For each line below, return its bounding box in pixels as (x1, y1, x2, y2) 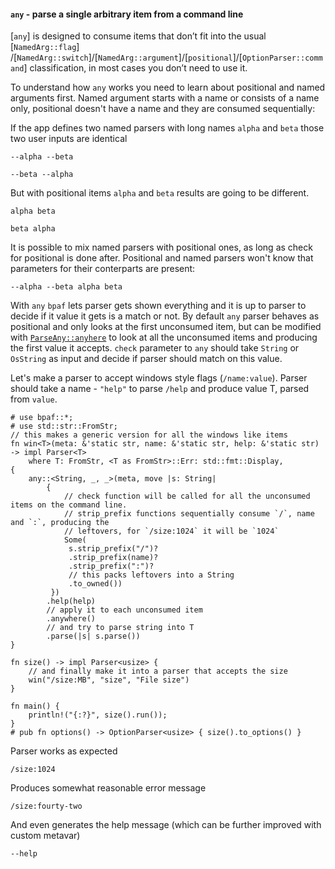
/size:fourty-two (10, 801, 83, 812)
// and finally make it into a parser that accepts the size (28, 666, 288, 677)
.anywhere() (46, 614, 97, 624)
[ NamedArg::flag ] (10, 41, 80, 53)
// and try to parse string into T (46, 623, 195, 633)
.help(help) (46, 596, 97, 607)
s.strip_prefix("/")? (68, 544, 159, 554)
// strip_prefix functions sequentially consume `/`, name (63, 509, 315, 519)
